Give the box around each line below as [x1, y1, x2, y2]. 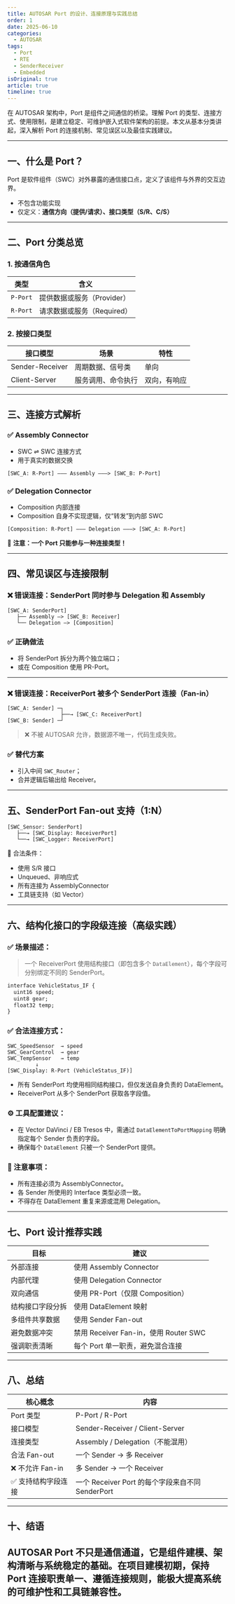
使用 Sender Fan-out [73, 1315, 143, 1325]
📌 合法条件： [7, 849, 44, 857]
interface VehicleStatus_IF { [7, 982, 96, 989]
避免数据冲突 [10, 1328, 54, 1338]
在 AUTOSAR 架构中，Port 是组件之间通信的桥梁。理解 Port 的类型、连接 [7, 109, 217, 117]
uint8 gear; [13, 995, 49, 1002]
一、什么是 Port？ [7, 155, 84, 167]
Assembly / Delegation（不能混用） [76, 1436, 192, 1446]
